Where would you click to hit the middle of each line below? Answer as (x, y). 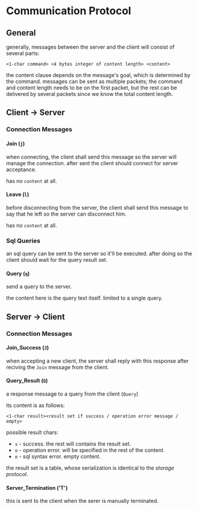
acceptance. (21, 169)
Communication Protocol (69, 11)
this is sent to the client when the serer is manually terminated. (82, 501)
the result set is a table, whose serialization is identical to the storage (90, 468)
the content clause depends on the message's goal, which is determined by (98, 75)
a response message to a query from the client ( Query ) (72, 394)
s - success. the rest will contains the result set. (73, 444)
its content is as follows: (35, 405)
